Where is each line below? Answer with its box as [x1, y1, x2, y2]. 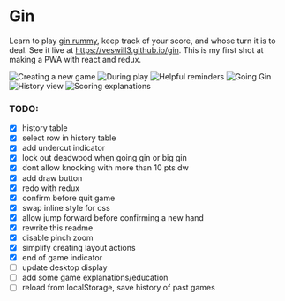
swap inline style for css [21, 202, 110, 213]
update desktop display [21, 262, 108, 273]
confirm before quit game [21, 192, 116, 203]
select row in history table [21, 132, 116, 143]
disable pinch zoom [21, 232, 94, 243]
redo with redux [21, 183, 80, 193]
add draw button [21, 172, 83, 183]
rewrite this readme [21, 222, 94, 233]
